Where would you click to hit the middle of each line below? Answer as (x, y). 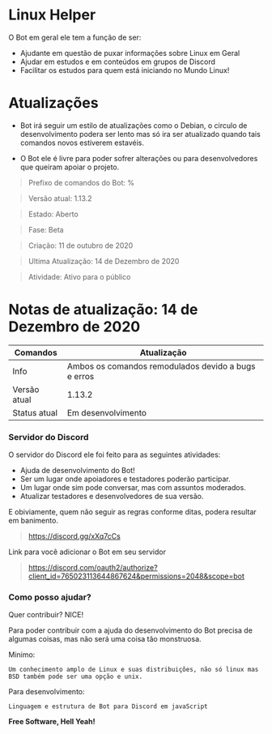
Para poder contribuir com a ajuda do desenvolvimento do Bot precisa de (131, 630)
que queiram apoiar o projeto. (70, 167)
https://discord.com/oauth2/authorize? (93, 568)
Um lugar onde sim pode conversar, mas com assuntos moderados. (133, 488)
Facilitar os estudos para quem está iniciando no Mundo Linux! (125, 70)
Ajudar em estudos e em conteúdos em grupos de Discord (118, 62)
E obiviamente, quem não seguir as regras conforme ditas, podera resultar (132, 512)
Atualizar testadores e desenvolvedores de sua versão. (112, 497)
